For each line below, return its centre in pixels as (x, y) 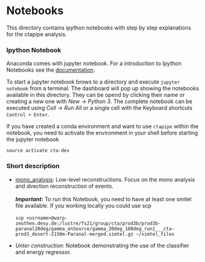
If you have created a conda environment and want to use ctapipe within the (102, 126)
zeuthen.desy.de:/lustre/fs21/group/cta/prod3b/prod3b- (88, 223)
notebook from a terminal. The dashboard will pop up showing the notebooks (103, 88)
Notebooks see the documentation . (51, 70)
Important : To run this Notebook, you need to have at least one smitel (103, 199)
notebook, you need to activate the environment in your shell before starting (102, 133)
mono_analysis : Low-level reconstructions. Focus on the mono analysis (105, 179)
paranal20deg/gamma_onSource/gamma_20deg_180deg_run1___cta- (95, 229)
